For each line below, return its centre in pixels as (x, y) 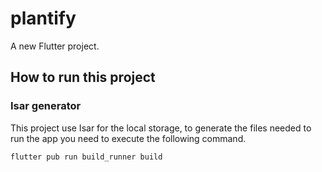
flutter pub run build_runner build (86, 157)
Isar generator (46, 106)
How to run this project (83, 77)
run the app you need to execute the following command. (128, 138)
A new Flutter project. (55, 46)
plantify (43, 18)
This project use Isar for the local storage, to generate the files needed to (161, 128)
